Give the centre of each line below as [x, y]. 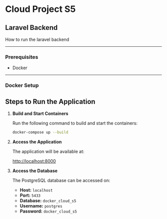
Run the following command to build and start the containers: [75, 123]
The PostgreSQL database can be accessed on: [61, 180]
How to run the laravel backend [37, 39]
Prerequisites [22, 57]
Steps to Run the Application [50, 101]
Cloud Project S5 [41, 9]
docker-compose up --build [40, 132]
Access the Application [37, 142]
